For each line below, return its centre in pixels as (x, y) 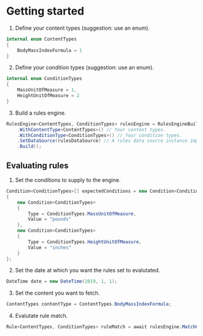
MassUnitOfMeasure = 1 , (47, 90)
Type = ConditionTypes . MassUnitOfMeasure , (82, 213)
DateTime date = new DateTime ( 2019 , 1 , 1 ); (62, 281)
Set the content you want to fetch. (57, 293)
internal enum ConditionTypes (44, 79)
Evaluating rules (37, 165)
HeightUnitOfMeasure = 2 (48, 96)
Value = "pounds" (50, 220)
